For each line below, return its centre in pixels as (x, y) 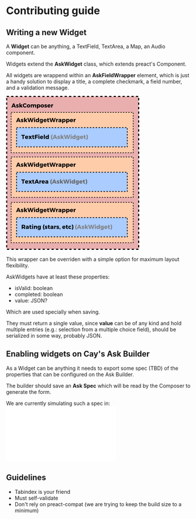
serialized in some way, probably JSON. (54, 336)
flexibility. (18, 265)
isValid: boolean (34, 288)
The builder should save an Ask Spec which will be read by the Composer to (98, 386)
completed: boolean (39, 294)
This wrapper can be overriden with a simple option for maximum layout (93, 259)
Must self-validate (36, 498)
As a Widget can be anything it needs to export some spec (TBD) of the (92, 368)
